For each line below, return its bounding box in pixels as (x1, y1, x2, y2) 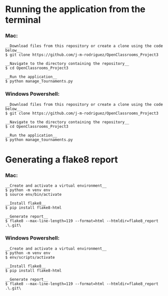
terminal (5, 14, 41, 26)
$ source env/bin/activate (5, 192, 62, 197)
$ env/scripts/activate (5, 255, 55, 260)
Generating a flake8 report (5, 154, 118, 165)
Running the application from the (5, 4, 146, 15)
